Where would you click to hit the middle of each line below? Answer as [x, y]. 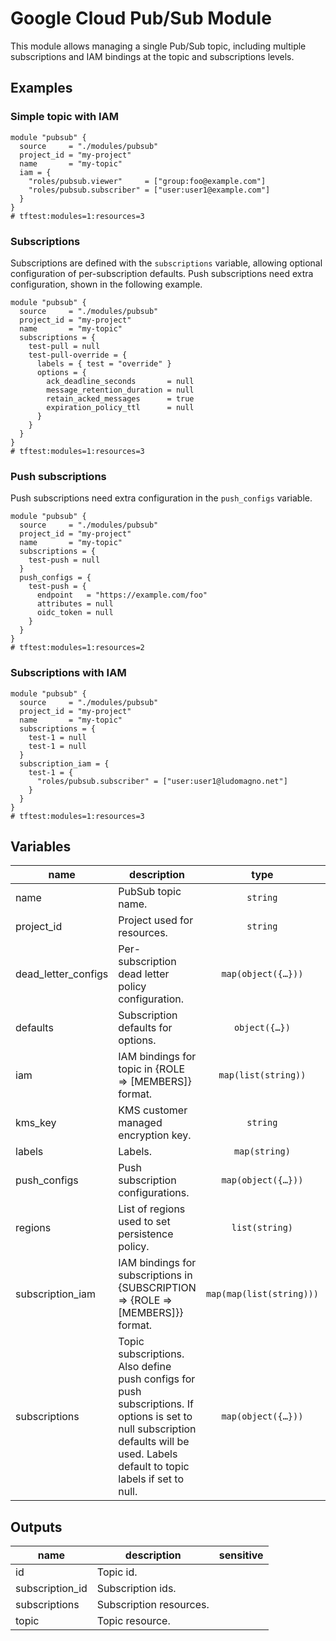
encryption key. [155, 1135]
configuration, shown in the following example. [106, 284]
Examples [41, 88]
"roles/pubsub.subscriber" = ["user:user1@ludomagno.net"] [162, 781]
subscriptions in [155, 1275]
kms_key [36, 1123]
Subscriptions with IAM [68, 673]
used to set [144, 1222]
